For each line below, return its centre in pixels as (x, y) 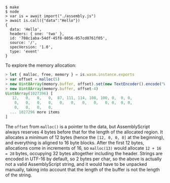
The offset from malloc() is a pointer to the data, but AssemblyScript (78, 126)
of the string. (19, 175)
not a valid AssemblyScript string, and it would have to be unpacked (76, 164)
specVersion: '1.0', (31, 47)
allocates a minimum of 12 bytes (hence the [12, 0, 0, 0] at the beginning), (85, 137)
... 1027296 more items (35, 112)
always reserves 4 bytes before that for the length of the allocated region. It (84, 132)
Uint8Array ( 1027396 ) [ (29, 94)
